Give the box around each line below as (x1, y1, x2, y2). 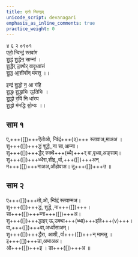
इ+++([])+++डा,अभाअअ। (6, 237, 62, 244)
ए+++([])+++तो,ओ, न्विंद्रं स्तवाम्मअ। (6, 197, 81, 204)
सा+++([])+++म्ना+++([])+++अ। (6, 210, 82, 217)
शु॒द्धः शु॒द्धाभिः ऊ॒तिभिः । (6, 88, 49, 95)
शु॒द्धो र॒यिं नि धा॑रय (6, 95, 39, 103)
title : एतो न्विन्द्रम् (6, 8, 44, 15)
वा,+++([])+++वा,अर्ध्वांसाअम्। (6, 224, 70, 231)
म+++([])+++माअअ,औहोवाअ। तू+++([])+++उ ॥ (6, 163, 112, 170)
